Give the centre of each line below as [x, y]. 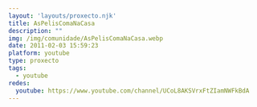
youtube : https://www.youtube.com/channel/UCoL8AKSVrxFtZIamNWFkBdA [133, 91]
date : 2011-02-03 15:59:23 [53, 46]
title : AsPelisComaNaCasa [51, 23]
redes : [19, 83]
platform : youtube [39, 53]
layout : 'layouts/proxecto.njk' [62, 16]
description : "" [35, 31]
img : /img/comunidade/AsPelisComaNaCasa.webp [86, 38]
